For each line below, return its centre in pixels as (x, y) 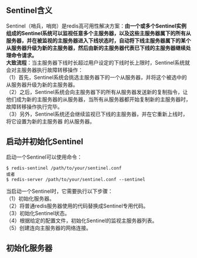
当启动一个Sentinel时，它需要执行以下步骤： (60, 191)
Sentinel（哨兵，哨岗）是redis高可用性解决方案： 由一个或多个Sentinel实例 (96, 26)
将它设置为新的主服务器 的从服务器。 (50, 121)
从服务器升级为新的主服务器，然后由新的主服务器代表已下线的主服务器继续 (96, 48)
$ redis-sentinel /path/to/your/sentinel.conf (64, 168)
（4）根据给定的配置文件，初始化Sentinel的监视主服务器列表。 (82, 220)
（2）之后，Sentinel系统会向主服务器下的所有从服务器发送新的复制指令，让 (97, 92)
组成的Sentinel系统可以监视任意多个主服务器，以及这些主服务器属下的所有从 (98, 33)
